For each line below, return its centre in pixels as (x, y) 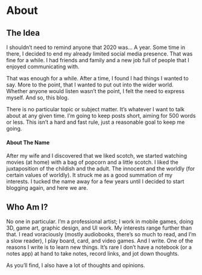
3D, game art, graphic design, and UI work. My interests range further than (99, 228)
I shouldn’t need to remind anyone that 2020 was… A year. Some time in (96, 47)
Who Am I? (27, 207)
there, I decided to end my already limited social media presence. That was (99, 54)
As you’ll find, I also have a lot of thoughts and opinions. (76, 265)
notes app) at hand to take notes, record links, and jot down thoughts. (93, 254)
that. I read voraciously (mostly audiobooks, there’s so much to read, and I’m (101, 235)
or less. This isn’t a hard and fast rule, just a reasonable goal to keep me (96, 122)
